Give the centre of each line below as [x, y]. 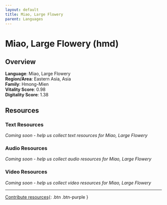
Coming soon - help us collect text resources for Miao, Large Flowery [76, 136]
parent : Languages [24, 19]
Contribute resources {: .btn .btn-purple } [47, 197]
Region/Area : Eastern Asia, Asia [38, 79]
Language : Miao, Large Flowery [38, 74]
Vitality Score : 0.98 [25, 89]
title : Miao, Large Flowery [34, 14]
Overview [21, 62]
